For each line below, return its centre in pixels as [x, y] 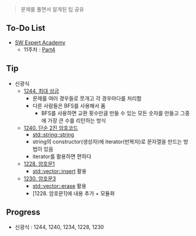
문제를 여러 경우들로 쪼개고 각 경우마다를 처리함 [87, 98]
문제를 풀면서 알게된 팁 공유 [52, 9]
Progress [23, 212]
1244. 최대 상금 [41, 90]
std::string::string [53, 134]
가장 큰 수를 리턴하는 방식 [77, 120]
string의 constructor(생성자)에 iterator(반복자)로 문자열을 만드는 [107, 141]
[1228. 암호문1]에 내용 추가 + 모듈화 [74, 193]
